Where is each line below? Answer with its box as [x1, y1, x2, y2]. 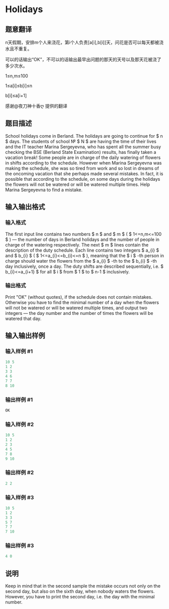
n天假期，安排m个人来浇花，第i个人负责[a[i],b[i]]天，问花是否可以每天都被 [5, 39, 159, 45]
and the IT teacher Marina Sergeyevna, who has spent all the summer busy [5, 143, 161, 150]
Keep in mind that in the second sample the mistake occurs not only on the [5, 583, 160, 589]
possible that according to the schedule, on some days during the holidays [5, 176, 160, 182]
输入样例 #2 [5, 421, 34, 428]
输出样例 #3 [5, 542, 34, 549]
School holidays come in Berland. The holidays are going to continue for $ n [5, 133, 163, 139]
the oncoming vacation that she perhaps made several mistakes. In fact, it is [5, 171, 163, 177]
